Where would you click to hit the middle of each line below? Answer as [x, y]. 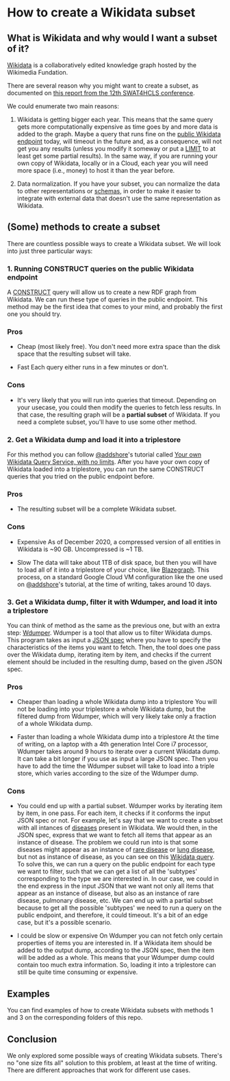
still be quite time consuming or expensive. [77, 972]
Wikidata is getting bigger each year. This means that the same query [115, 119]
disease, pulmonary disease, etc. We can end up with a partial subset [115, 901]
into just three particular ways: [50, 251]
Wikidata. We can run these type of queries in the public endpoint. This [107, 300]
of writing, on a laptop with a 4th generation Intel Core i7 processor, [112, 744]
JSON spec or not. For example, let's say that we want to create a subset [120, 821]
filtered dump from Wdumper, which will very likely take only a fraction [117, 716]
